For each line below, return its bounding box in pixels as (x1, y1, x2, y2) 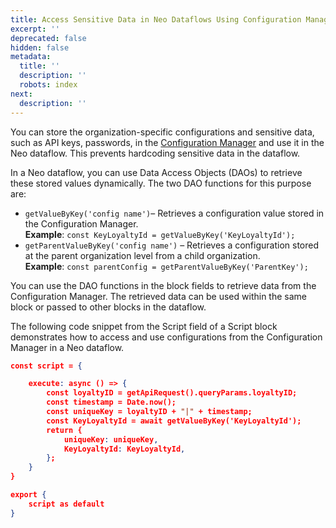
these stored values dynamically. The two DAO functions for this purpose (10, 177, 312, 189)
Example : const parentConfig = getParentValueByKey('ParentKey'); (24, 260, 309, 272)
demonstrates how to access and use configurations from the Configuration (10, 331, 323, 343)
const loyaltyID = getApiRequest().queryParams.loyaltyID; (46, 388, 298, 398)
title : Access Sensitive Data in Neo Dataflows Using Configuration (10, 14, 302, 25)
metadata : (10, 52, 52, 62)
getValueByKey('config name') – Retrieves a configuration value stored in (24, 207, 325, 219)
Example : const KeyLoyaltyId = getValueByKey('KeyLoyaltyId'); (24, 228, 296, 240)
